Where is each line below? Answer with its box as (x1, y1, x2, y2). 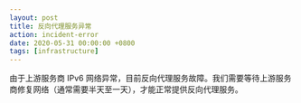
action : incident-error (9, 30, 99, 39)
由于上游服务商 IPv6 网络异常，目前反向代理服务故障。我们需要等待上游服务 (9, 73, 292, 84)
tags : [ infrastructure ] (9, 47, 99, 56)
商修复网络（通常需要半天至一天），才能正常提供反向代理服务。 (9, 84, 243, 95)
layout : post (9, 13, 59, 23)
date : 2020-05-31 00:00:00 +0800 (9, 38, 136, 48)
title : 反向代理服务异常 (9, 22, 92, 31)
